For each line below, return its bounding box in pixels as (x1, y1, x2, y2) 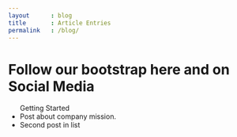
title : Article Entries (8, 19, 111, 27)
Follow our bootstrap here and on (8, 60, 231, 78)
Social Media (8, 77, 95, 95)
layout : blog (8, 11, 73, 20)
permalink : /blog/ (8, 26, 80, 34)
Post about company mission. (19, 112, 117, 121)
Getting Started (19, 104, 70, 113)
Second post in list (19, 120, 81, 130)
